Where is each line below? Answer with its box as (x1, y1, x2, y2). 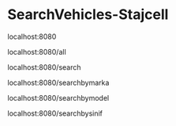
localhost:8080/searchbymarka (7, 78, 110, 87)
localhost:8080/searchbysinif (7, 109, 103, 118)
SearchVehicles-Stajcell (7, 6, 169, 24)
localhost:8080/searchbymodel (7, 93, 110, 102)
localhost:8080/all (7, 47, 66, 56)
